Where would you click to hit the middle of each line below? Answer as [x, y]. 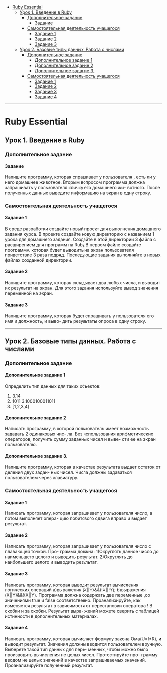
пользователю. [21, 444]
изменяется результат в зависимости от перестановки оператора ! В [79, 605]
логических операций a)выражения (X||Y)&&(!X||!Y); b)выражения [75, 590]
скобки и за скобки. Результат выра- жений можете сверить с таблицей [82, 611]
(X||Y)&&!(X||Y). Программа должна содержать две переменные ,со [78, 595]
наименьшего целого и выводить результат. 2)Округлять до [69, 557]
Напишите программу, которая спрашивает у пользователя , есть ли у [80, 177]
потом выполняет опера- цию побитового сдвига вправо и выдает [76, 518]
